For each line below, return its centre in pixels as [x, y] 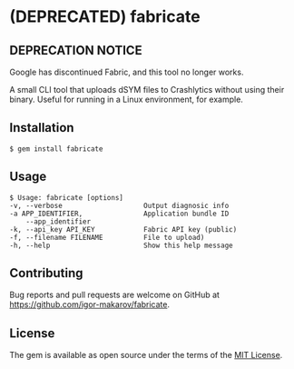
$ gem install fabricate [56, 149]
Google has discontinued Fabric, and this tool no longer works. [127, 72]
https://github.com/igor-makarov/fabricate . [90, 304]
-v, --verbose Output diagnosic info [119, 205]
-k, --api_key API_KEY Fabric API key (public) [123, 229]
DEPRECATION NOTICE [76, 50]
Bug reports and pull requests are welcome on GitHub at [115, 295]
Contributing [46, 273]
